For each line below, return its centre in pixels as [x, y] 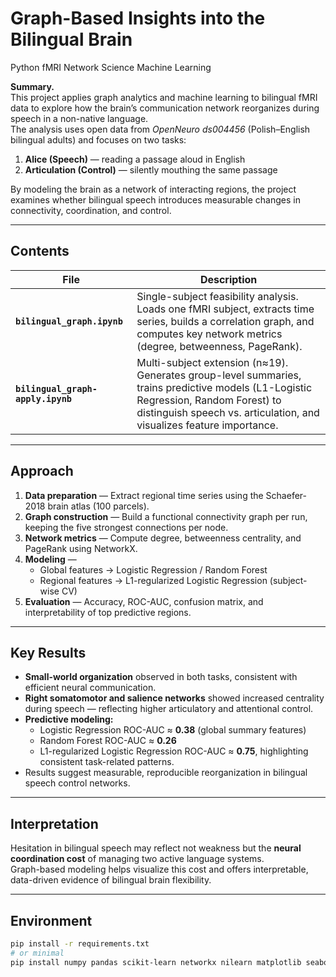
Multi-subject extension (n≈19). [212, 362]
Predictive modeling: [69, 719]
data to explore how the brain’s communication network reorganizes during [165, 108]
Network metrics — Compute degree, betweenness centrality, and [163, 538]
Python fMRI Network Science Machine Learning [111, 67]
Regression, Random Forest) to [209, 400]
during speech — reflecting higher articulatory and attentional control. [169, 709]
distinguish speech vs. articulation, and [228, 412]
